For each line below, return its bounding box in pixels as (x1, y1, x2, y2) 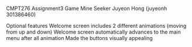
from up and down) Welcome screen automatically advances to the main (6, 28, 181, 35)
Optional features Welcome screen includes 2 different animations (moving (6, 23, 187, 29)
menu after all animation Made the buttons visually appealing (6, 35, 153, 41)
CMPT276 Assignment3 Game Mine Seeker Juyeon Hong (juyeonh (6, 5, 167, 12)
